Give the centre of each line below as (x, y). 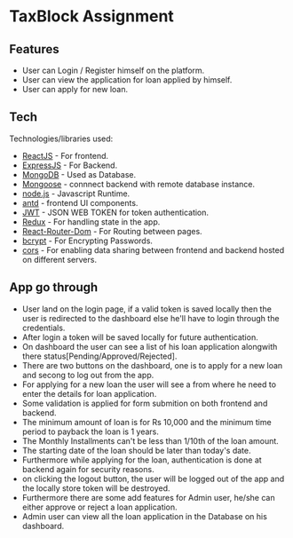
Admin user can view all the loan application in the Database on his (145, 516)
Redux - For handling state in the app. (91, 222)
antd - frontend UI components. (80, 202)
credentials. (44, 328)
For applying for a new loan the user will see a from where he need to (149, 384)
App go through (54, 287)
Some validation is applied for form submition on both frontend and (145, 403)
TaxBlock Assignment (92, 16)
